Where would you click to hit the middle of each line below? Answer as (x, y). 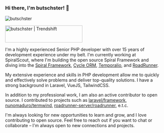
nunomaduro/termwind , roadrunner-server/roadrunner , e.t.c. (67, 105)
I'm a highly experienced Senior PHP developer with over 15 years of (75, 49)
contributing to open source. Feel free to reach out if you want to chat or (79, 120)
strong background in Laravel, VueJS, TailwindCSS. (58, 86)
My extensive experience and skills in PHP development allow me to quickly (82, 75)
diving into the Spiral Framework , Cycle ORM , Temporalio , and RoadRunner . (82, 65)
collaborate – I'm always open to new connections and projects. (70, 126)
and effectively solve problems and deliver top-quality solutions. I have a (79, 80)
